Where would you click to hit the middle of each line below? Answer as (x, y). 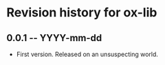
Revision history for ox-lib (82, 13)
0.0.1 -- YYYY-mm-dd (54, 38)
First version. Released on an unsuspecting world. (87, 54)
